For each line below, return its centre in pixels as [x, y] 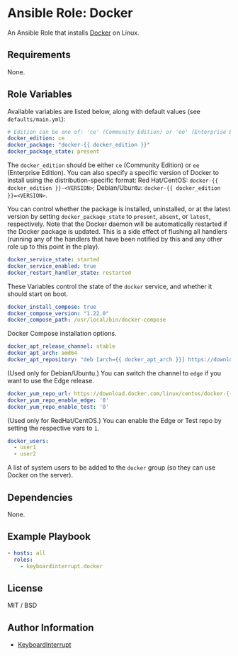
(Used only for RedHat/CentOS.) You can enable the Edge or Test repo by [114, 420]
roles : [23, 560]
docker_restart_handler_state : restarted [69, 273]
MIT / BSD [22, 605]
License [25, 588]
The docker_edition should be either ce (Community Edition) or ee [103, 165]
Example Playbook [49, 537]
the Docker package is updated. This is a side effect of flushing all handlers [118, 232]
